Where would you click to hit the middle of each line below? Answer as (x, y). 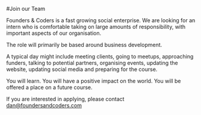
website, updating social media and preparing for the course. (82, 69)
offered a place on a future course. (49, 87)
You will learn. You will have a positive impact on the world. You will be (94, 81)
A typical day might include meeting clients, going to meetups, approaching (100, 56)
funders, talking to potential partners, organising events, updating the (92, 63)
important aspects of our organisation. (54, 33)
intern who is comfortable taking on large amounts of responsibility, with (96, 27)
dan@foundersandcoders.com (44, 105)
